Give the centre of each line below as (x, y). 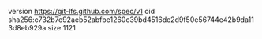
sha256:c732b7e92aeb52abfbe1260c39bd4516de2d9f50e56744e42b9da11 (131, 19)
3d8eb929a (27, 28)
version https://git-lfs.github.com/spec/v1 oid (82, 11)
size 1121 (62, 28)
